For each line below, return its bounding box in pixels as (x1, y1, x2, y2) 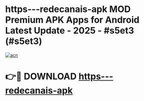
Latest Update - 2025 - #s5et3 (5, 25, 134, 36)
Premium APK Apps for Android (5, 14, 139, 26)
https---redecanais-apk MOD (5, 4, 131, 15)
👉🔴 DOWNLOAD (5, 71, 77, 82)
